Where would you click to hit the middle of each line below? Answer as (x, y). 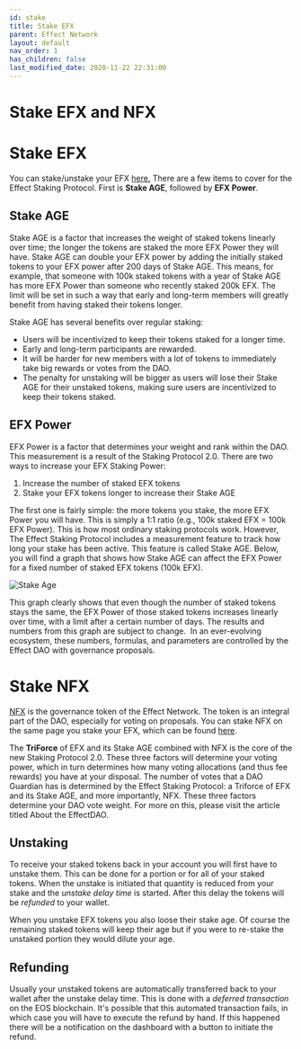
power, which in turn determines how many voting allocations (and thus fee (149, 767)
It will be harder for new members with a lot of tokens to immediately (149, 358)
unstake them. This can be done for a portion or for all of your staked (137, 874)
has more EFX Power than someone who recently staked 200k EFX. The (142, 285)
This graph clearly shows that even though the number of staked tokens (143, 602)
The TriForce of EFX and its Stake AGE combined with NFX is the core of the (151, 748)
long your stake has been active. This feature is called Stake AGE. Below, (144, 548)
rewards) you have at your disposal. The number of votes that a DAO (136, 776)
